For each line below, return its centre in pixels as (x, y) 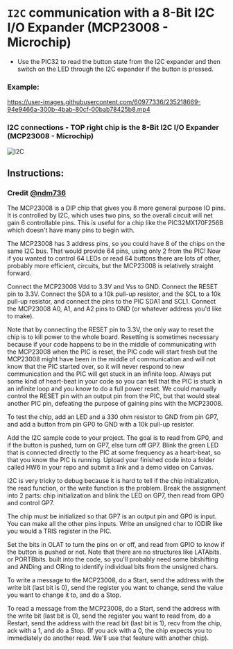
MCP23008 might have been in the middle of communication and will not (112, 359)
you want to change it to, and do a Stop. (64, 595)
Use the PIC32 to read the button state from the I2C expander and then (119, 61)
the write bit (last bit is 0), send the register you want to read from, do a (109, 616)
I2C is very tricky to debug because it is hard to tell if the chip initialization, (114, 481)
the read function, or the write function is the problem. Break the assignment (116, 488)
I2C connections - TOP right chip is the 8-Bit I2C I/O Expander (113, 128)
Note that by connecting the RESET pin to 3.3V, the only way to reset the (111, 330)
